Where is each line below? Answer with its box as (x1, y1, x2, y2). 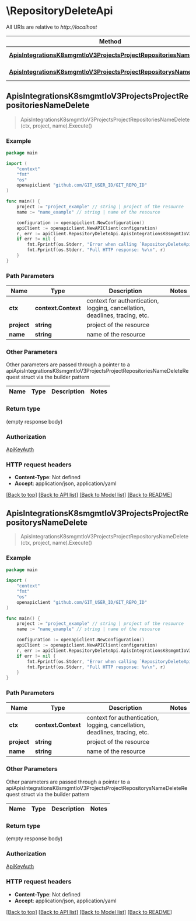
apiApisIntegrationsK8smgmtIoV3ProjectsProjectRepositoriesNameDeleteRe (6, 367, 189, 374)
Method (99, 37, 121, 45)
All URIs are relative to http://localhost (6, 23, 97, 30)
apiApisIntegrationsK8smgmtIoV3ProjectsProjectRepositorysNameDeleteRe (6, 784, 188, 791)
